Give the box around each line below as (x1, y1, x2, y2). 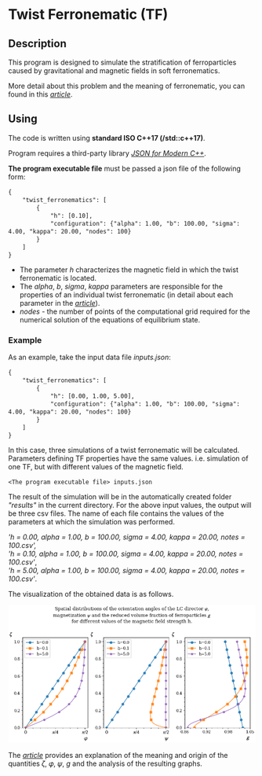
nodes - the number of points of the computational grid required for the (19, 307, 251, 316)
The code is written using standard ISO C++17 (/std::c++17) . (8, 133, 206, 142)
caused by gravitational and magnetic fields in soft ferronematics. (8, 66, 220, 75)
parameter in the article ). (19, 298, 100, 307)
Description (8, 37, 67, 50)
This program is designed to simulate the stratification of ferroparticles (8, 57, 237, 67)
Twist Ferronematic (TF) (8, 6, 169, 24)
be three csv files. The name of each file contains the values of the (8, 509, 224, 518)
